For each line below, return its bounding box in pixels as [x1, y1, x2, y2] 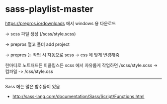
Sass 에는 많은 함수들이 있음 [5, 83, 61, 89]
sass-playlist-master [5, 3, 93, 15]
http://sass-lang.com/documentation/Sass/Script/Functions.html [12, 93, 145, 99]
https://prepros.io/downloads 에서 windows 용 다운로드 [5, 20, 116, 26]
